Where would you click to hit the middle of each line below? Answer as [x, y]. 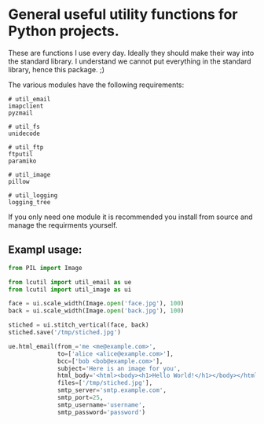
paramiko [22, 161]
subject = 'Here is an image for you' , [119, 368]
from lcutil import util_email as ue [70, 282]
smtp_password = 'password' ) [102, 412]
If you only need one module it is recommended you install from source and [130, 217]
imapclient [26, 106]
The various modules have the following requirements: [96, 85]
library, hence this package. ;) [56, 69]
